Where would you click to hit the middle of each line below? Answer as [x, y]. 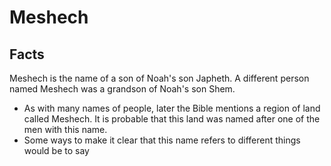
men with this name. [65, 129]
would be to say [56, 150]
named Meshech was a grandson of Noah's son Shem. [122, 89]
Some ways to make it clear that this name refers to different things [162, 140]
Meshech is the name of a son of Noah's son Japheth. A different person [159, 78]
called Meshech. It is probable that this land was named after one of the [172, 119]
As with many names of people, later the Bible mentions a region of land [172, 108]
